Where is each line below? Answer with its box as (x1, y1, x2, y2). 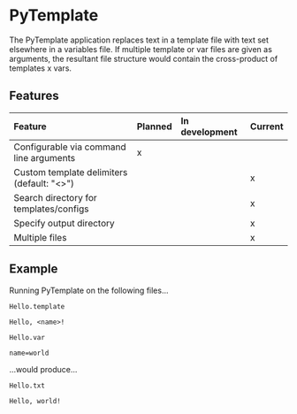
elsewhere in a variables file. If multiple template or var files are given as (9, 43, 272, 54)
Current (250, 120, 284, 133)
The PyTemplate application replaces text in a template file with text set (9, 34, 270, 45)
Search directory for (13, 191, 97, 203)
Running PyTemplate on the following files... (9, 285, 169, 295)
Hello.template (9, 302, 65, 310)
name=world (9, 349, 49, 357)
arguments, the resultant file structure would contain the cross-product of (9, 53, 278, 64)
